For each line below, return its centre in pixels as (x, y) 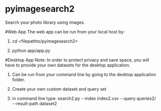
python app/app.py (31, 50)
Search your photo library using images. (45, 22)
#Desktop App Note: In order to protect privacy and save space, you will (77, 60)
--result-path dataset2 (34, 103)
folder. (18, 79)
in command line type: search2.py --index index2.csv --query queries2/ (84, 98)
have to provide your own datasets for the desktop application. (68, 65)
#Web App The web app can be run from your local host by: (65, 32)
